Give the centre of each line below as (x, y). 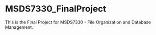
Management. (19, 27)
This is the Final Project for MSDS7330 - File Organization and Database (78, 22)
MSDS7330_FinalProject (56, 9)
